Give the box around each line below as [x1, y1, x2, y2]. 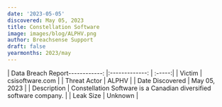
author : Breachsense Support [7, 37, 94, 44]
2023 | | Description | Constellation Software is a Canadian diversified [7, 84, 211, 92]
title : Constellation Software [7, 23, 100, 30]
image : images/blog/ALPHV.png [7, 30, 97, 37]
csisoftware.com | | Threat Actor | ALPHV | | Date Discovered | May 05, [7, 76, 215, 84]
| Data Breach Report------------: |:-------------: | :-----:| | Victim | [7, 68, 202, 77]
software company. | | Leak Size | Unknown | [7, 91, 138, 99]
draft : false [7, 43, 46, 50]
